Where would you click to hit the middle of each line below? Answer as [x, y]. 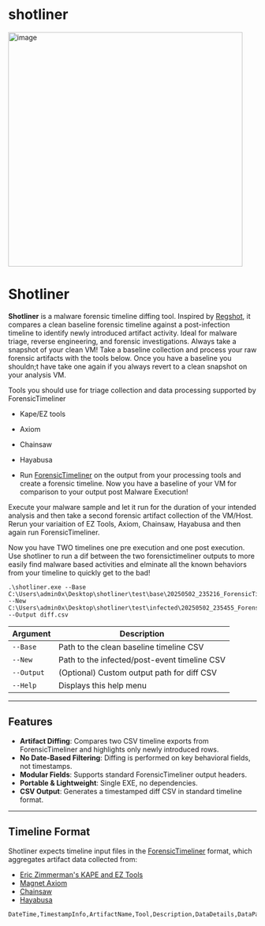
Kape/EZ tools [43, 414]
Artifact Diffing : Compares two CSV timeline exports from [114, 740]
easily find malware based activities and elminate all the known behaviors [127, 564]
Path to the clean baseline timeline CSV [131, 647]
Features [30, 722]
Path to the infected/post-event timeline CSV [142, 659]
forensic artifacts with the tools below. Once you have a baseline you [120, 358]
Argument [32, 633]
